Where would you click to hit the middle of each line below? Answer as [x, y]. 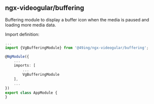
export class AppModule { [31, 93]
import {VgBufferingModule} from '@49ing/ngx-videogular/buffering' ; [77, 48]
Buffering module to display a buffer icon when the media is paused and [77, 19]
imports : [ [25, 66]
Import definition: [22, 34]
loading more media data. [31, 25]
